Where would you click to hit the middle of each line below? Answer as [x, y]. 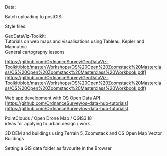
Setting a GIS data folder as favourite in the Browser [59, 148]
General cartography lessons [35, 52]
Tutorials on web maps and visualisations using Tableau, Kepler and [75, 41]
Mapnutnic [16, 47]
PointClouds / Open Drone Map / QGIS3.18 [49, 118]
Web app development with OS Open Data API [53, 98]
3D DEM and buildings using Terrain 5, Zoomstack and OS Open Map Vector [83, 133]
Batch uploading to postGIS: [34, 17]
